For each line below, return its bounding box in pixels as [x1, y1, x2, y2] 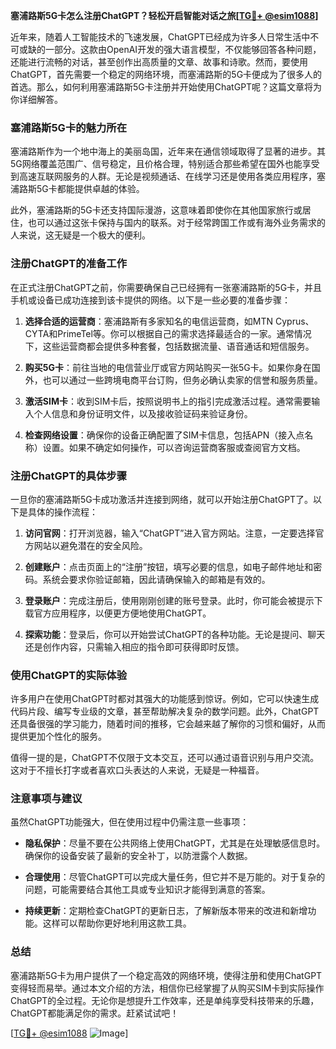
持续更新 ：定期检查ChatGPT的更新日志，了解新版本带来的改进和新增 [24, 905, 308, 917]
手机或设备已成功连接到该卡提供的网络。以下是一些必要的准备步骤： [10, 294, 291, 306]
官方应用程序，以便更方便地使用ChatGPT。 [33, 607, 212, 619]
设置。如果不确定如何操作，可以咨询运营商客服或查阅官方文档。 [42, 441, 306, 453]
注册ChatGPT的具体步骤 [10, 469, 128, 483]
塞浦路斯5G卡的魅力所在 [10, 120, 128, 134]
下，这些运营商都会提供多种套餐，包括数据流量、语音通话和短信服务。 [24, 340, 315, 352]
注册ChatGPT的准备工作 [10, 257, 128, 271]
